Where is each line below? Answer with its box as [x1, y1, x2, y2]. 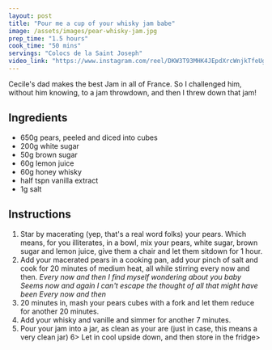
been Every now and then [19, 289, 107, 299]
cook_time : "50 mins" [8, 42, 82, 50]
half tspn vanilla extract [19, 175, 99, 185]
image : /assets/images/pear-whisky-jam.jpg [8, 27, 158, 35]
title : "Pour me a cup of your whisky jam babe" [8, 19, 176, 27]
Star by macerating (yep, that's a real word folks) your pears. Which [19, 229, 247, 238]
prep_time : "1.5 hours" [8, 34, 89, 43]
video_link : [8, 57, 49, 65]
